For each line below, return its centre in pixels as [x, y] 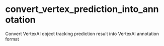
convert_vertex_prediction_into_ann [82, 9]
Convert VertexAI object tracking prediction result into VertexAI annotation [82, 33]
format [12, 39]
